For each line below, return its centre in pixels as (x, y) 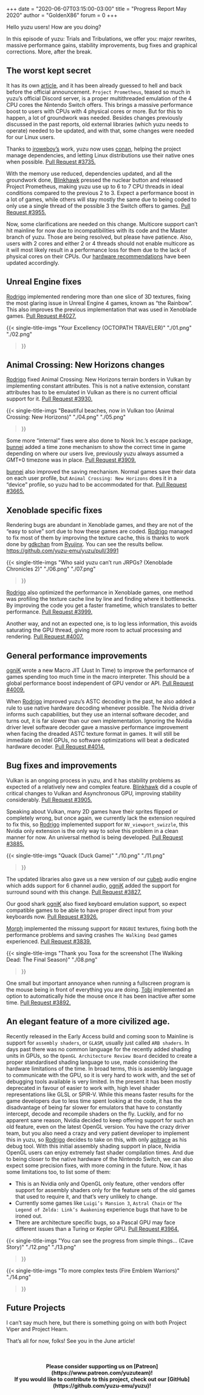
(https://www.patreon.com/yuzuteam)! (102, 1373)
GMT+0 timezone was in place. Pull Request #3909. (71, 460)
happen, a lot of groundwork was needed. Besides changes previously (95, 117)
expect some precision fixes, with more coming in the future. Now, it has (97, 1165)
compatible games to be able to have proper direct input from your (90, 910)
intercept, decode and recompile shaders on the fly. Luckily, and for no (95, 1114)
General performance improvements (77, 656)
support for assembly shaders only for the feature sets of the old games (105, 1190)
